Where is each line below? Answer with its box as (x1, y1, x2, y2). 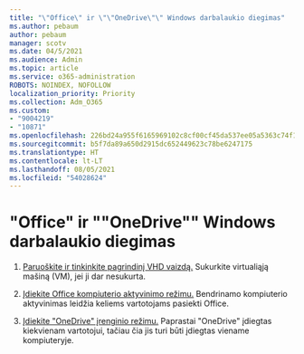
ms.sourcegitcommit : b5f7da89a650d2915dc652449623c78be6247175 (9, 139, 253, 148)
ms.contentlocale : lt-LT (9, 156, 103, 166)
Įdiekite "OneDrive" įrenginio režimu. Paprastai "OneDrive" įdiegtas (22, 316, 272, 327)
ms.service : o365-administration (9, 72, 136, 81)
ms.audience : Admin (9, 55, 83, 64)
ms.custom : (9, 106, 51, 115)
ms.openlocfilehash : (9, 131, 88, 140)
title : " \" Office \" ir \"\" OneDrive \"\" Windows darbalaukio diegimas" (9, 13, 285, 23)
